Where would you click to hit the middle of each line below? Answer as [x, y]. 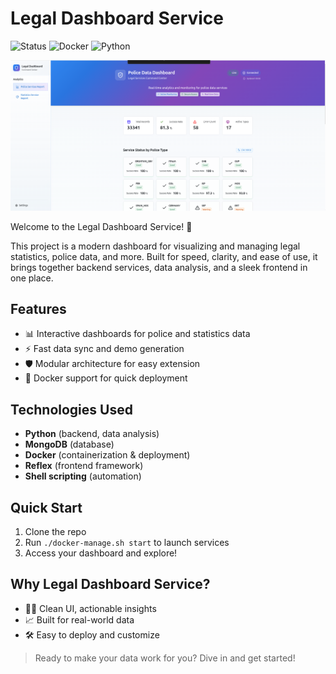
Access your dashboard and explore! [101, 553]
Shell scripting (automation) [83, 476]
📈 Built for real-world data [79, 619]
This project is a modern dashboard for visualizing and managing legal [155, 246]
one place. [32, 278]
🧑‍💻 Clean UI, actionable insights [90, 608]
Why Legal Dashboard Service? [110, 584]
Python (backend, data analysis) [92, 434]
